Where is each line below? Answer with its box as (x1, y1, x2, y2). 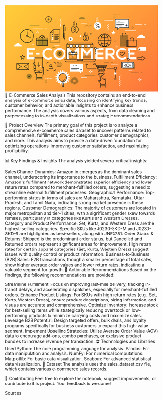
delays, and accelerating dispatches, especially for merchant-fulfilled (18, 286, 157, 292)
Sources (5, 390, 22, 396)
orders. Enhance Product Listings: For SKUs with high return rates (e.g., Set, (5, 292, 157, 298)
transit (5, 286, 18, 292)
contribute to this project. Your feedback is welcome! (5, 381, 111, 386)
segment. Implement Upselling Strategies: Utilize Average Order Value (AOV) (5, 328, 158, 333)
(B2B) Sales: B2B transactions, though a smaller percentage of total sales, (5, 256, 153, 262)
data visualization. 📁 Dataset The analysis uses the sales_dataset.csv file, (5, 361, 152, 367)
